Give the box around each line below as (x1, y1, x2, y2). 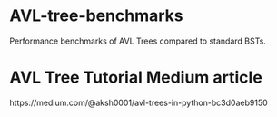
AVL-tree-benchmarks (9, 5, 183, 26)
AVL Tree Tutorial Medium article (9, 67, 263, 88)
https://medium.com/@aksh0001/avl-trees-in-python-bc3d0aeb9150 (9, 97, 268, 108)
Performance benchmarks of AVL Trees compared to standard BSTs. (9, 35, 266, 46)
